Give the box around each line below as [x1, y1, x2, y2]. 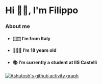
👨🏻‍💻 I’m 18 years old [12, 47, 57, 53]
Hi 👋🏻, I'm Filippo [5, 5, 79, 16]
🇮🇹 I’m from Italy [12, 35, 51, 41]
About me [5, 23, 31, 30]
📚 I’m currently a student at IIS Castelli [12, 59, 97, 65]
